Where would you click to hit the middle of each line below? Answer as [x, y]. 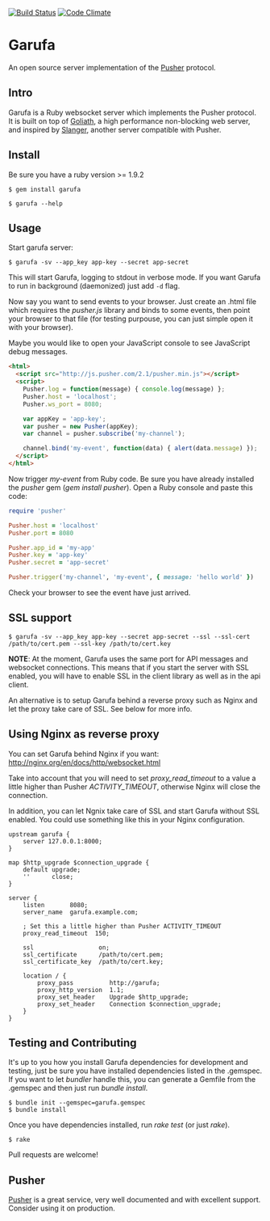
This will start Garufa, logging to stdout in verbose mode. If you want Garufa [135, 277]
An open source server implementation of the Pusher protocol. [112, 67]
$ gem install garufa [45, 189]
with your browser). [41, 327]
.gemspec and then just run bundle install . [78, 1088]
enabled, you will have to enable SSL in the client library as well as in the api [135, 676]
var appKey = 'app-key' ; [64, 419]
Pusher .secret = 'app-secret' [59, 563]
